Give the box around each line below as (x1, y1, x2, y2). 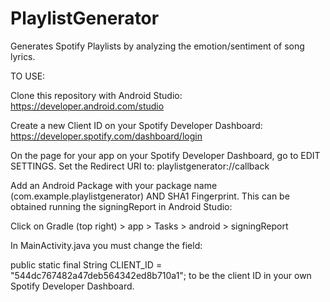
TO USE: (10, 70, 46, 82)
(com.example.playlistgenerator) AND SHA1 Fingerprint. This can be (10, 190, 290, 202)
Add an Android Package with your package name (10, 179, 218, 191)
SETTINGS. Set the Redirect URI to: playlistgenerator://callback (10, 160, 270, 172)
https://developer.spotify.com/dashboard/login (10, 130, 203, 142)
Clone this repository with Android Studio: (10, 89, 183, 101)
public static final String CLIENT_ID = (10, 258, 163, 271)
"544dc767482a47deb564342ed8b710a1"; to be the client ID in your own (10, 269, 312, 281)
